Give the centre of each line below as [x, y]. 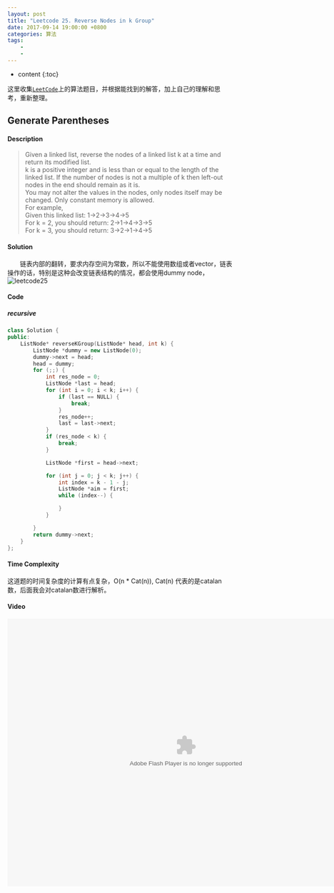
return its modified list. [58, 162]
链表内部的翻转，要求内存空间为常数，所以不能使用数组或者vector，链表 [126, 263]
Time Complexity [33, 564]
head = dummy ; [54, 364]
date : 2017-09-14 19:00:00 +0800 [57, 27]
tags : [15, 41]
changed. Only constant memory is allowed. [90, 200]
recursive [22, 313]
